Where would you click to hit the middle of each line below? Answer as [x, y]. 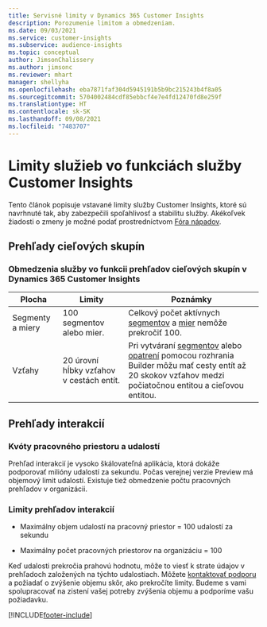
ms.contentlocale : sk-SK [49, 112]
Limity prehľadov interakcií [62, 509]
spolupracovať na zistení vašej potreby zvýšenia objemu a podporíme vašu [131, 591]
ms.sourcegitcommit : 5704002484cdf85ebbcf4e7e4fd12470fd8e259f [115, 97]
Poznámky [191, 300]
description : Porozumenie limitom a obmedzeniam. [92, 23]
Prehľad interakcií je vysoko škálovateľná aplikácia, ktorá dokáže [114, 464]
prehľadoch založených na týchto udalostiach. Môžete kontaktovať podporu [132, 575]
